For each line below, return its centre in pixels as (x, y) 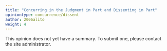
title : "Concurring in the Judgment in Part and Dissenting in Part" (81, 10)
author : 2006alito (25, 19)
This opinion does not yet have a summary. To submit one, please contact (83, 39)
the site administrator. (28, 44)
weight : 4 (16, 24)
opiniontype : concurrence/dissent (42, 15)
